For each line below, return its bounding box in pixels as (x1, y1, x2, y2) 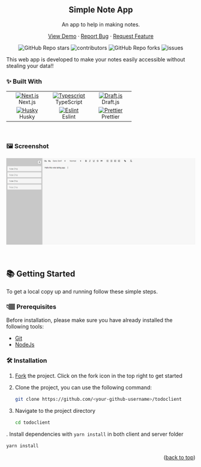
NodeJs (14, 341, 35, 348)
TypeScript (55, 98, 83, 105)
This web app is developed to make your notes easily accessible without (6, 55, 185, 63)
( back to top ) (163, 454, 196, 461)
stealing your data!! (6, 62, 54, 69)
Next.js (18, 98, 36, 105)
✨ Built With (6, 77, 42, 85)
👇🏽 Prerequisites (6, 303, 57, 311)
